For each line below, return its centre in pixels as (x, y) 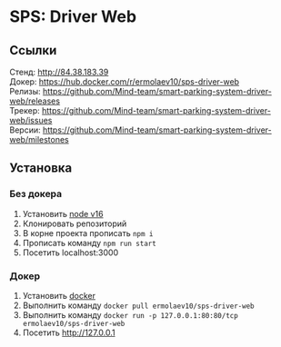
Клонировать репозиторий (75, 223)
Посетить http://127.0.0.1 (69, 332)
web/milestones (40, 139)
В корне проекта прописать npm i (88, 233)
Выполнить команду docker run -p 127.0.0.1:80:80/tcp (130, 314)
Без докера (36, 194)
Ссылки (33, 50)
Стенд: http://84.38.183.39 (59, 72)
